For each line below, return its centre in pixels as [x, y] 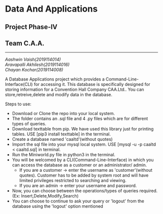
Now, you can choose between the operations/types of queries [75, 191]
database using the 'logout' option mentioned [57, 206]
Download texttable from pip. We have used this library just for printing [83, 129]
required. [148, 191]
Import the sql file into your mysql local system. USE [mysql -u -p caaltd [84, 145]
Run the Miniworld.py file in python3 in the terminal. [64, 155]
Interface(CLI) [19, 84]
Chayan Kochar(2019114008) [34, 70]
